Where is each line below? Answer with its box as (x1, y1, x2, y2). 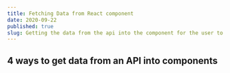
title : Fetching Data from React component (7, 10, 134, 17)
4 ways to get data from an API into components (7, 54, 218, 66)
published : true (7, 23, 54, 30)
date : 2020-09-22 (7, 17, 57, 23)
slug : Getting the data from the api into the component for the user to (7, 29, 224, 36)
